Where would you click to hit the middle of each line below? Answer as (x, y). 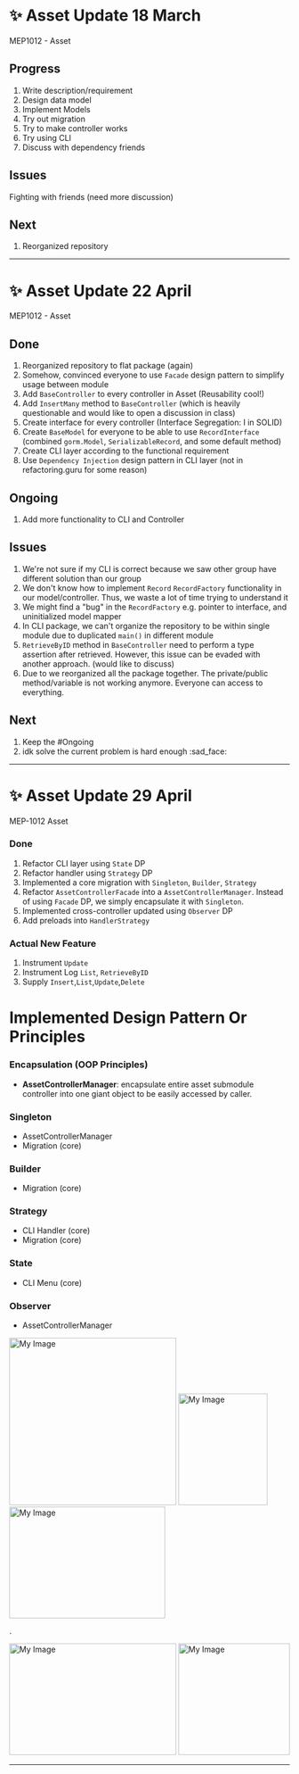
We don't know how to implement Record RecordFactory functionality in (152, 588)
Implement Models (56, 109)
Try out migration (54, 119)
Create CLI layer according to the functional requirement (125, 451)
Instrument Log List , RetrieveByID (85, 973)
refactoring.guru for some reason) (85, 470)
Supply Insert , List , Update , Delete (83, 982)
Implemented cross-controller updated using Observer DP (127, 910)
